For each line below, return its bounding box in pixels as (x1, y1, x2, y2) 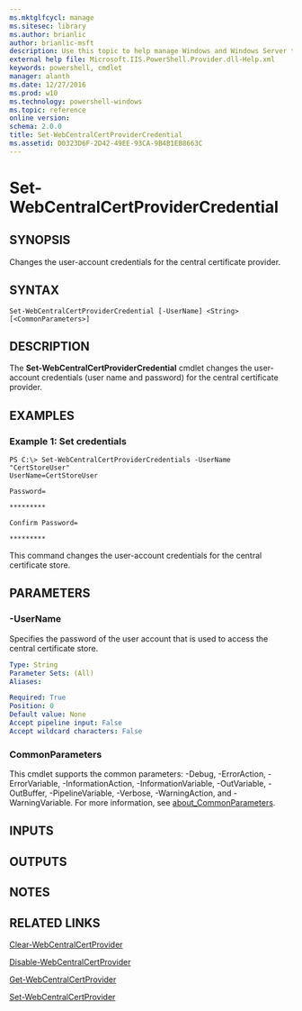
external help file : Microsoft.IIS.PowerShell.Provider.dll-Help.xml (9, 55, 276, 64)
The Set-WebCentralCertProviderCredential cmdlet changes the (9, 362, 253, 374)
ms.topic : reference (9, 105, 87, 114)
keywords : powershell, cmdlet (9, 64, 123, 73)
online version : (9, 114, 70, 123)
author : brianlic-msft (9, 38, 94, 48)
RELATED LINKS (9, 915, 101, 931)
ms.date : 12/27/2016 (9, 80, 87, 89)
